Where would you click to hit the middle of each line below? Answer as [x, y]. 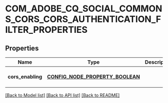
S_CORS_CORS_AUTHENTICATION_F [83, 19]
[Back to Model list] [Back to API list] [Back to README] [62, 95]
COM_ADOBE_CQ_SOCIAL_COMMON [84, 9]
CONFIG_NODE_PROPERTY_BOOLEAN [93, 77]
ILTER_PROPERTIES [46, 30]
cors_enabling [25, 77]
